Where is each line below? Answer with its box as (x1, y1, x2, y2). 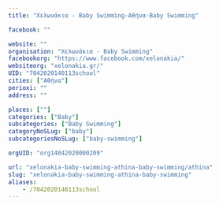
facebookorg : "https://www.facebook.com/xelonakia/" (8, 54, 185, 63)
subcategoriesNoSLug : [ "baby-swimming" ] (8, 135, 143, 143)
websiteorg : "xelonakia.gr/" (8, 62, 104, 70)
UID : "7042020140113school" (8, 69, 101, 77)
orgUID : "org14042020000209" (8, 149, 104, 157)
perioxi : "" (8, 84, 47, 91)
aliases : (8, 178, 37, 186)
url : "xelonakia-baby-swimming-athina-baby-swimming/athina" (8, 163, 213, 171)
